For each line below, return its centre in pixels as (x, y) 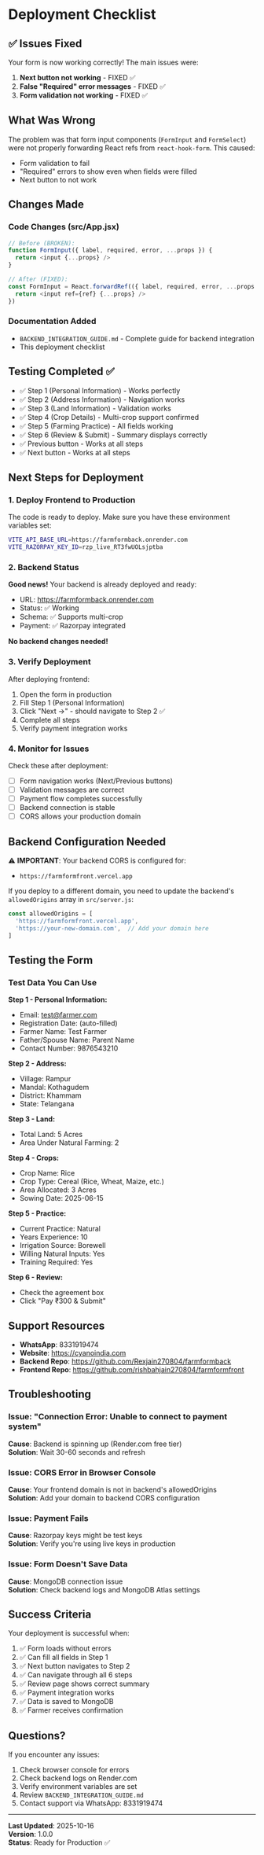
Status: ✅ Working (49, 608)
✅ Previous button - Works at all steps (81, 444)
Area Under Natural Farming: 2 (69, 1143)
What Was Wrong (52, 121)
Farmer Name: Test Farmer (63, 1032)
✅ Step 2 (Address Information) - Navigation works (102, 399)
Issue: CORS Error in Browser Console (82, 1472)
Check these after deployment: (58, 765)
